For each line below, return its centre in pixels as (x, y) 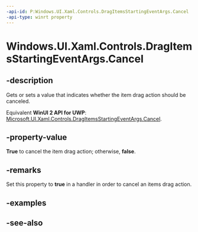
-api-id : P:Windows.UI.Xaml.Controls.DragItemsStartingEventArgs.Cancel (98, 12)
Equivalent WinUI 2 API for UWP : (46, 112)
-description (30, 81)
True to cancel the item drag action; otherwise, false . (71, 152)
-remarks (24, 170)
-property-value (37, 137)
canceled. (18, 101)
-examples (26, 203)
